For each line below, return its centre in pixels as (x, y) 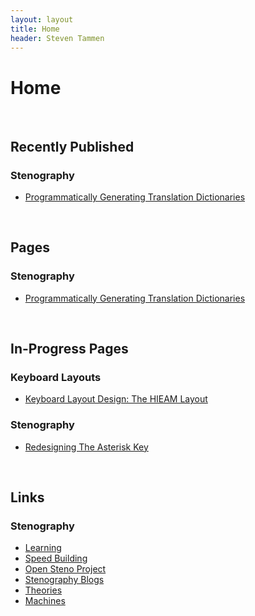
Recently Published (72, 146)
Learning (43, 548)
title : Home (35, 29)
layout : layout (42, 19)
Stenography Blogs (64, 580)
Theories (43, 590)
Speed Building (56, 558)
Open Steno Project (65, 569)
